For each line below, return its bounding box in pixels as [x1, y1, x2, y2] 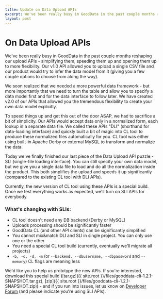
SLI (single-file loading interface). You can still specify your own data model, [5, 159, 158, 165]
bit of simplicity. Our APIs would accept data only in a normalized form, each [5, 118, 158, 124]
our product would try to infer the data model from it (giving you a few [5, 68, 145, 74]
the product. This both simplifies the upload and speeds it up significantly [5, 169, 152, 175]
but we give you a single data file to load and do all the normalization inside [5, 164, 155, 170]
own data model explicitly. [5, 104, 57, 110]
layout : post [5, 16, 32, 21]
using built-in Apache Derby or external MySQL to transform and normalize [5, 139, 155, 145]
